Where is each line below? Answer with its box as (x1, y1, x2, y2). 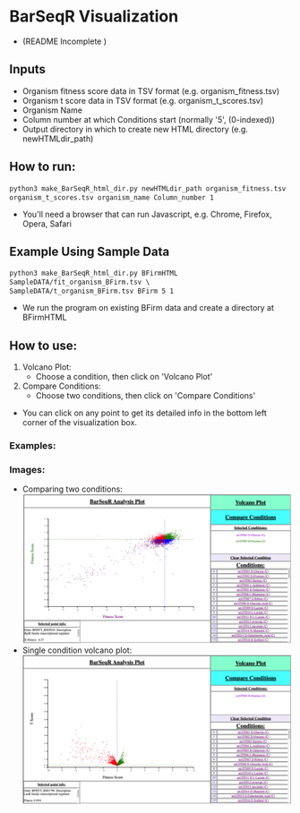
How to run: (9, 159, 76, 175)
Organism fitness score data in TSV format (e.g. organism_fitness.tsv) (21, 85, 280, 96)
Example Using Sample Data (9, 244, 170, 259)
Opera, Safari (21, 218, 72, 229)
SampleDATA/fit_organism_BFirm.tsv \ (9, 278, 150, 287)
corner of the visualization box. (21, 417, 137, 428)
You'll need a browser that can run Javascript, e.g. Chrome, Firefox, (21, 209, 272, 219)
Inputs (9, 62, 47, 77)
